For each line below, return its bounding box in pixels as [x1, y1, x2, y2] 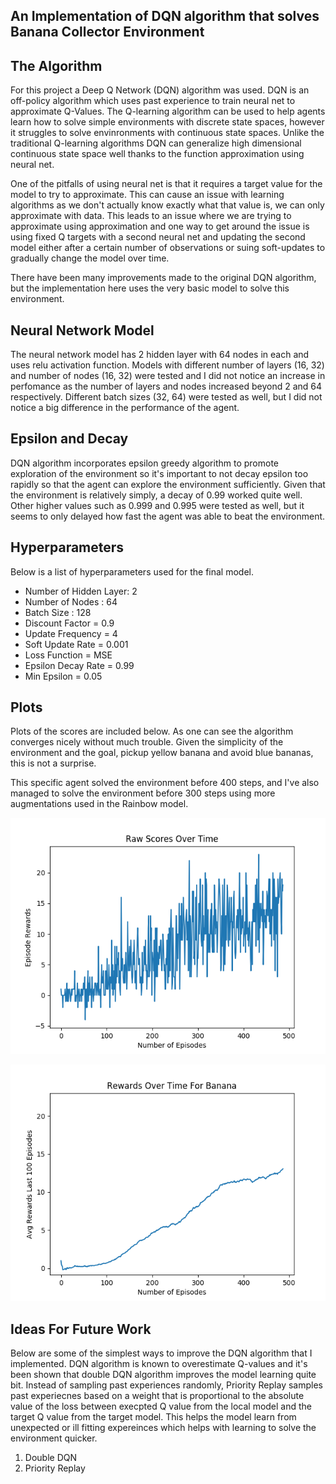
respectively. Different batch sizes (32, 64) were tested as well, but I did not [10, 391, 323, 403]
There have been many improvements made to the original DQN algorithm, [10, 272, 317, 284]
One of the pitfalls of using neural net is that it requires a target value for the [10, 178, 323, 190]
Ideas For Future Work [10, 1320, 152, 1338]
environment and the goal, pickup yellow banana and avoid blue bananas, [10, 747, 314, 759]
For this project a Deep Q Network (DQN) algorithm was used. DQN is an [10, 84, 310, 96]
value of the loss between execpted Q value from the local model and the [10, 1400, 313, 1413]
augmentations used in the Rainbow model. [10, 798, 189, 810]
